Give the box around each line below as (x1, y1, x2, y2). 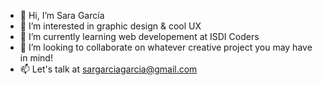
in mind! (19, 52, 53, 64)
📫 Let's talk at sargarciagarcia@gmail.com (19, 63, 198, 75)
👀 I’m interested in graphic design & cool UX (19, 20, 202, 32)
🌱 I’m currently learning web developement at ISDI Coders (19, 31, 260, 42)
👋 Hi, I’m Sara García (19, 10, 105, 21)
